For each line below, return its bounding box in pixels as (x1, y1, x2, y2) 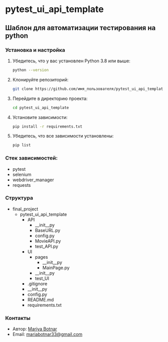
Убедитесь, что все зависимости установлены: (12, 133, 114, 139)
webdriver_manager (12, 177, 54, 183)
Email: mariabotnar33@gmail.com (12, 331, 83, 337)
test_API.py (35, 243, 59, 249)
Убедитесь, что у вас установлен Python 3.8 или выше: (12, 58, 130, 64)
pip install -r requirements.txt (12, 124, 83, 129)
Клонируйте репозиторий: (12, 76, 69, 82)
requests (12, 182, 31, 188)
